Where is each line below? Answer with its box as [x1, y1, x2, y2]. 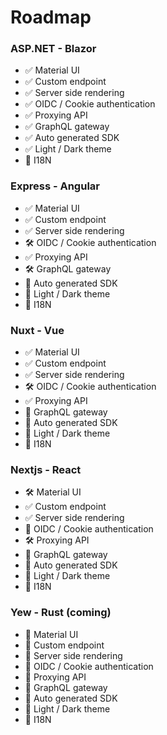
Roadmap [10, 6, 92, 29]
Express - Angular [10, 179, 100, 193]
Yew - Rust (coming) [10, 606, 112, 620]
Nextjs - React [10, 463, 82, 476]
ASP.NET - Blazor [10, 42, 97, 56]
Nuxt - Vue [10, 323, 65, 337]
